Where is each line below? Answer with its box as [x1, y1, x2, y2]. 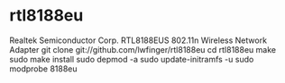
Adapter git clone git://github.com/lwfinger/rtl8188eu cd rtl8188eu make [9, 44, 277, 54]
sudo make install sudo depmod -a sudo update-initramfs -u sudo [9, 54, 254, 64]
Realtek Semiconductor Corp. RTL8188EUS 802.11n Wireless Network [9, 35, 268, 46]
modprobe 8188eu [9, 63, 78, 74]
